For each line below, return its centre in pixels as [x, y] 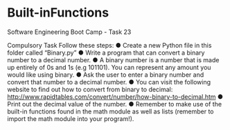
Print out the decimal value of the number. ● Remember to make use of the [115, 104]
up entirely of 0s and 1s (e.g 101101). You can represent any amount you [109, 67]
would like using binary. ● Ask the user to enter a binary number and [106, 75]
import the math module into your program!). [71, 118]
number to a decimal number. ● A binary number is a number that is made [113, 59]
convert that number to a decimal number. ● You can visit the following [109, 82]
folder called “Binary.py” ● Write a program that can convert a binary [106, 53]
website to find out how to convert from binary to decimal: [90, 89]
